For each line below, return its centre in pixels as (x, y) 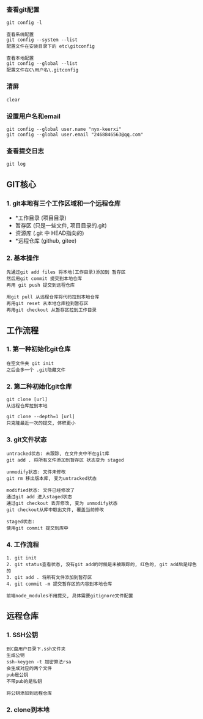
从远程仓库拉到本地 (27, 406)
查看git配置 (23, 9)
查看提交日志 (25, 151)
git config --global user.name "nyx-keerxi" (64, 129)
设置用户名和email (34, 116)
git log (16, 164)
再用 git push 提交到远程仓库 (41, 286)
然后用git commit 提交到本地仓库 (44, 279)
